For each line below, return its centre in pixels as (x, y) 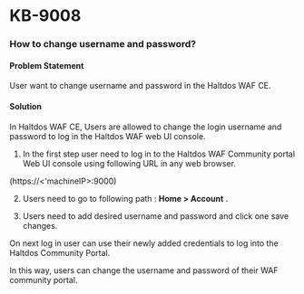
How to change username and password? (103, 44)
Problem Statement (47, 65)
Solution (26, 106)
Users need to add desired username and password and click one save (155, 216)
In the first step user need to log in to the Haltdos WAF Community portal (159, 154)
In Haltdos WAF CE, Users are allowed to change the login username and (146, 127)
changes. (40, 225)
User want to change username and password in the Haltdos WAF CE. (140, 86)
